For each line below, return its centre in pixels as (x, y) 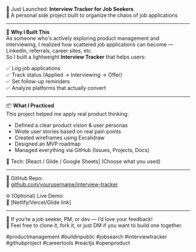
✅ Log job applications (33, 68)
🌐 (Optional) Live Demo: (35, 196)
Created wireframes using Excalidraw (60, 138)
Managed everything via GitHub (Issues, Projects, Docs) (82, 150)
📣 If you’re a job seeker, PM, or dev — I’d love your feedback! (79, 219)
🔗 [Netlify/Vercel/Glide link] (39, 202)
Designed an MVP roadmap (48, 144)
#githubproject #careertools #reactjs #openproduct (68, 243)
